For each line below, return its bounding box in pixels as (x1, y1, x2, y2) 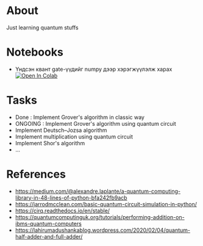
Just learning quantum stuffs (6, 24, 79, 31)
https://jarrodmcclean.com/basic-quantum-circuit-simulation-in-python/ (15, 200, 197, 208)
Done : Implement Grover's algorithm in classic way (15, 114, 145, 121)
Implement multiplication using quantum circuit (15, 132, 133, 140)
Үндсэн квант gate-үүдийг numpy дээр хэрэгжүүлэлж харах (15, 65, 173, 73)
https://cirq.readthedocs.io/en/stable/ (15, 207, 110, 214)
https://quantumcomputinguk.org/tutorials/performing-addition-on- (15, 213, 185, 220)
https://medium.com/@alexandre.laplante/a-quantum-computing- (15, 187, 181, 195)
